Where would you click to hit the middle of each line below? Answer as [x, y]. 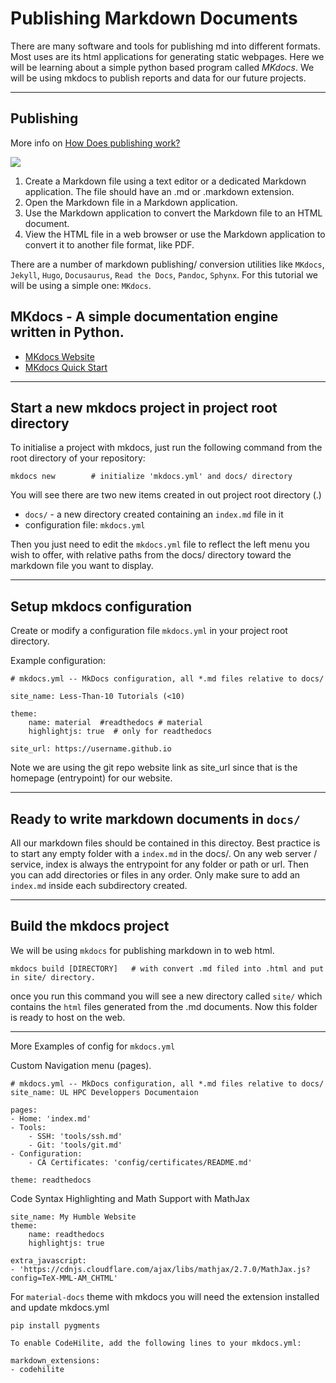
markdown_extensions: [55, 1360]
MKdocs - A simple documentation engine [144, 317]
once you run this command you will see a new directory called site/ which [166, 996]
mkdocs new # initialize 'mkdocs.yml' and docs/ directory [151, 477]
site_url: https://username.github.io [91, 749]
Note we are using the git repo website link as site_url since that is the [154, 768]
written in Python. [67, 332]
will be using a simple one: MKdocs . [81, 285]
